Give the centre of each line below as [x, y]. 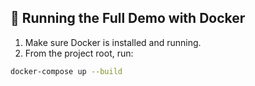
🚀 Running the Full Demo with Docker [128, 18]
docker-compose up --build [66, 71]
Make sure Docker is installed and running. [113, 42]
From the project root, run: [79, 53]
